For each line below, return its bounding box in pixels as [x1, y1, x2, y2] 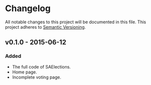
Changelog [5, 3, 51, 14]
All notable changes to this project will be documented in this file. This [5, 19, 147, 25]
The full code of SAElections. [12, 64, 71, 69]
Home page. [12, 69, 38, 75]
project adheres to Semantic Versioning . [5, 24, 86, 30]
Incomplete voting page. [12, 74, 62, 80]
